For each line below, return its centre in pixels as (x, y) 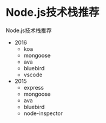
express (34, 87)
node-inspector (43, 113)
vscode (33, 75)
